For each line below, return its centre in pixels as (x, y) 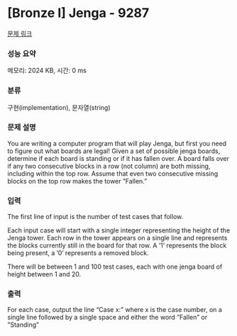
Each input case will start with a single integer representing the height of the (119, 230)
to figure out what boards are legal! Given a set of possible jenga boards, (114, 151)
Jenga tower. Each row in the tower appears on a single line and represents (117, 238)
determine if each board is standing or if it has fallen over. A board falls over (118, 158)
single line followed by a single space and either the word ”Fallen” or (108, 318)
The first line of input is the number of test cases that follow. (95, 217)
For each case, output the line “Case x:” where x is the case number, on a (115, 310)
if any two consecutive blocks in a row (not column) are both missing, (109, 166)
